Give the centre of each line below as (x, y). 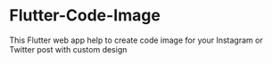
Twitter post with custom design (68, 49)
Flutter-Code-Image (85, 16)
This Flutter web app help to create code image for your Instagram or (136, 40)
